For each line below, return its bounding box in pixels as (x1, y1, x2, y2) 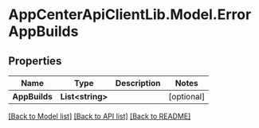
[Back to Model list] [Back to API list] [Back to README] (8, 111, 191, 121)
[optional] (168, 91, 206, 102)
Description (115, 78, 161, 88)
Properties (8, 54, 62, 68)
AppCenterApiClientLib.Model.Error (8, 6, 252, 24)
